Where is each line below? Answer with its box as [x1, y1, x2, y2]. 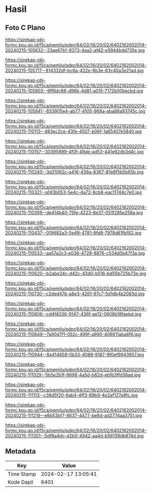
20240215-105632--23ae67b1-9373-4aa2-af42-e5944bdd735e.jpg [5, 47, 145, 53]
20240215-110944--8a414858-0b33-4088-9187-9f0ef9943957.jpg [5, 352, 144, 358]
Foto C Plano [5, 23, 45, 32]
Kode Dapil [7, 479, 33, 486]
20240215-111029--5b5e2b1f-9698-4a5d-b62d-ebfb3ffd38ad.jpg [5, 372, 141, 378]
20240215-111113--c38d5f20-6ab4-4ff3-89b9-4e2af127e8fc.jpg [5, 392, 138, 398]
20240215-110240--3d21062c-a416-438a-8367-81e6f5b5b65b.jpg [5, 169, 144, 175]
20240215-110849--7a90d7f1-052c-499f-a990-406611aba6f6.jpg [5, 331, 141, 337]
